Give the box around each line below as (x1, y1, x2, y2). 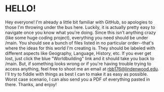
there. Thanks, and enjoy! (5, 81, 57, 87)
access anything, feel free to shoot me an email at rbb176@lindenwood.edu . (5, 66, 159, 71)
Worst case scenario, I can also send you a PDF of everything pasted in (5, 76, 150, 82)
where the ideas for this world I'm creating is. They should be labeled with (5, 45, 155, 51)
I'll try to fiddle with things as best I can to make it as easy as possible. (5, 71, 148, 77)
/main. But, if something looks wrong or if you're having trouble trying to (5, 61, 152, 67)
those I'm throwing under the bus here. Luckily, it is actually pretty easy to (5, 24, 155, 30)
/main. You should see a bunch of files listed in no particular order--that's (5, 40, 154, 46)
